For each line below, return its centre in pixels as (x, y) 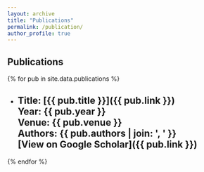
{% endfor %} (27, 161)
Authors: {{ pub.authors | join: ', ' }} (97, 134)
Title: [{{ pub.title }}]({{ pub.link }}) (96, 101)
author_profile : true (39, 33)
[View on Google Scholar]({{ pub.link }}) (107, 145)
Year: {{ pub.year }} (62, 112)
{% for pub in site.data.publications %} (64, 79)
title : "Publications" (40, 20)
